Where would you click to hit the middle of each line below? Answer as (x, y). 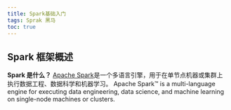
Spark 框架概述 (40, 57)
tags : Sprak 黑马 (32, 20)
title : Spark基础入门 (37, 14)
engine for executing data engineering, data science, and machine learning (116, 92)
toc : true (22, 27)
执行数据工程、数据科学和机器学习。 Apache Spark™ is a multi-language (111, 84)
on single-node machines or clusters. (61, 99)
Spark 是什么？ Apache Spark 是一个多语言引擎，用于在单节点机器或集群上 (115, 75)
